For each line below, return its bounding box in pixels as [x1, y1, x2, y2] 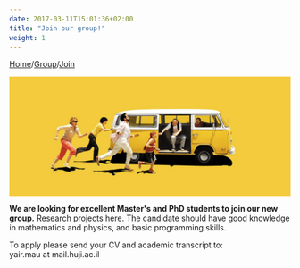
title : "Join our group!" [9, 23, 105, 33]
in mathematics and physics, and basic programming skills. [9, 222, 227, 232]
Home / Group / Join [9, 59, 76, 70]
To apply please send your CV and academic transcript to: [9, 239, 223, 250]
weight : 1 [9, 33, 46, 42]
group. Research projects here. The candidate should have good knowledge [9, 213, 290, 223]
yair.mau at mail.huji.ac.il [9, 248, 100, 259]
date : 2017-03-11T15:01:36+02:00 [9, 14, 134, 23]
